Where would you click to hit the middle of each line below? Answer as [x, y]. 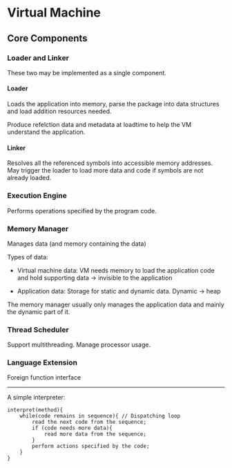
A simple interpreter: [36, 398]
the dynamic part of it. [39, 311]
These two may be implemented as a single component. [87, 72]
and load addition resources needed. [59, 111]
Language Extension [42, 362]
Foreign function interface [44, 378]
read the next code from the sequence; [89, 422]
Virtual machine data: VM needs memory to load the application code [116, 270]
